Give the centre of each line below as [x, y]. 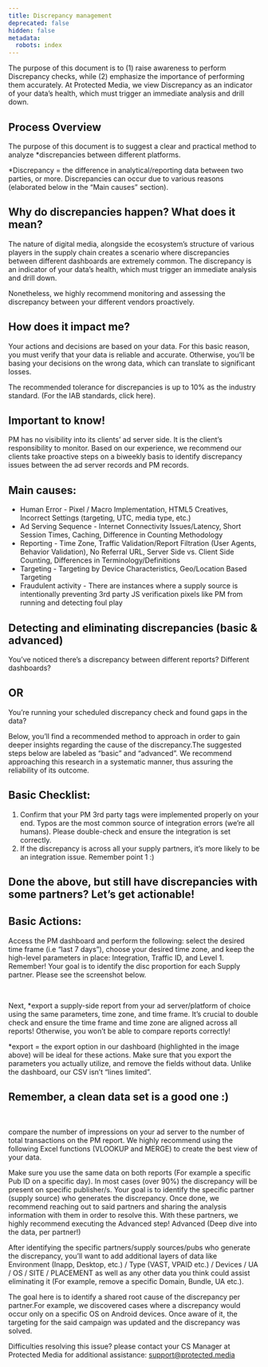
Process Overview [55, 127]
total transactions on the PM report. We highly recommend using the [121, 1140]
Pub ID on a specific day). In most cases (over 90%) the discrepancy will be [133, 1181]
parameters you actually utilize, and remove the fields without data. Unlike [130, 1063]
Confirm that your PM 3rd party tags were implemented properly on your [139, 814]
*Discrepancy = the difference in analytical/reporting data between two [126, 170]
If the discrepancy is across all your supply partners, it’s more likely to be [140, 848]
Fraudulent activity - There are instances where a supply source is [129, 586]
